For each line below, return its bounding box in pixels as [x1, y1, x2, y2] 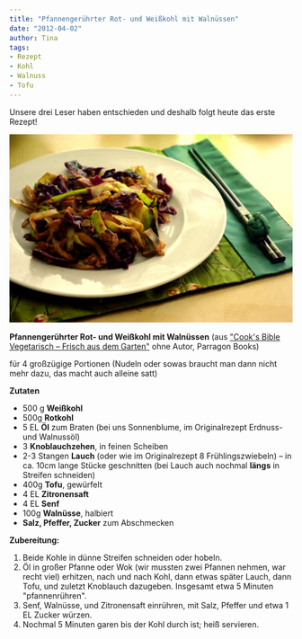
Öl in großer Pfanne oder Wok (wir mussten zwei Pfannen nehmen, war [22, 562, 286, 572]
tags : [9, 43, 30, 52]
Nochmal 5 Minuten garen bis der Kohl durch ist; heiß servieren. [22, 619, 260, 630]
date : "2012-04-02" [9, 23, 83, 33]
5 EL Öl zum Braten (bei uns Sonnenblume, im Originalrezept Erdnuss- [22, 422, 283, 433]
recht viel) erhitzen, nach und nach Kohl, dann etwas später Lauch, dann [22, 572, 292, 582]
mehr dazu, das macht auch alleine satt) [9, 368, 158, 379]
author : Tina [9, 33, 58, 42]
